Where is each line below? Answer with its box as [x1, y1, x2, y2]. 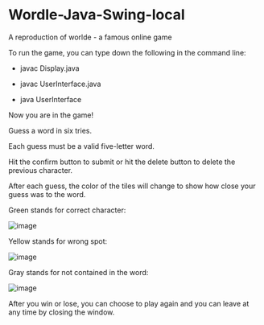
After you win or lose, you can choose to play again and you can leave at [8, 298, 250, 308]
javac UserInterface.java [19, 79, 101, 88]
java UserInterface [19, 94, 82, 104]
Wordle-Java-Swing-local [8, 6, 185, 24]
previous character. [8, 165, 73, 175]
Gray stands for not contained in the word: [8, 267, 149, 277]
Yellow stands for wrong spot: [8, 236, 108, 246]
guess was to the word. [8, 189, 86, 199]
